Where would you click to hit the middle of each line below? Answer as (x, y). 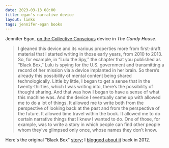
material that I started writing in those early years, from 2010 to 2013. (90, 54)
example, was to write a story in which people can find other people (89, 125)
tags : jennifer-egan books (34, 24)
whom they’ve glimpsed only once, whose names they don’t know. (88, 130)
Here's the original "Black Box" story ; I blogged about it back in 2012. (78, 140)
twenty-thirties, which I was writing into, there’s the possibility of (86, 87)
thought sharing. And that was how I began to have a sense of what (89, 92)
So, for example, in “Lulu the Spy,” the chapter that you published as (89, 60)
